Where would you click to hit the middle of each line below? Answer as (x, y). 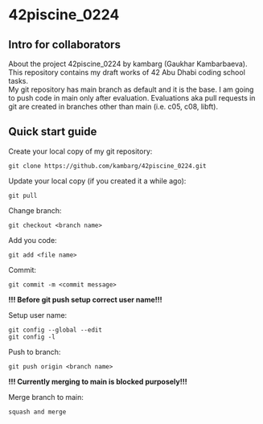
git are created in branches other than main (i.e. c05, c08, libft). (113, 107)
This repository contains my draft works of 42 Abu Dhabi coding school (127, 72)
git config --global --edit (55, 330)
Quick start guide (53, 132)
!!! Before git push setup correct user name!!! (85, 299)
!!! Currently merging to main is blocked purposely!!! (98, 381)
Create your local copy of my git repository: (80, 151)
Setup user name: (38, 315)
